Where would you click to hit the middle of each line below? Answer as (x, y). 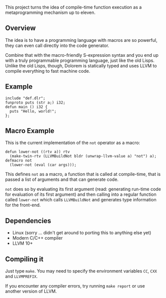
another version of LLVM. (31, 292)
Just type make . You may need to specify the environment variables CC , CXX (81, 271)
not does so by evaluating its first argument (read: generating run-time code (83, 189)
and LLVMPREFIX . (22, 277)
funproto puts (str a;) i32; (35, 102)
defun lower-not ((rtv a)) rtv (38, 152)
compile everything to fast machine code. (48, 71)
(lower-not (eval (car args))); (43, 165)
